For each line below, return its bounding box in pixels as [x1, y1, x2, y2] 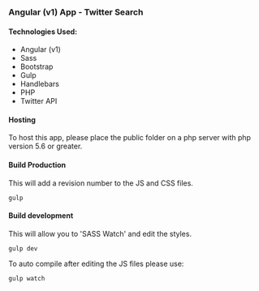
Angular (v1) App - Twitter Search [8, 6, 144, 18]
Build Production [8, 160, 67, 169]
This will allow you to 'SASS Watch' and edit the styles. [8, 229, 192, 238]
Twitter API [19, 96, 58, 106]
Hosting [8, 114, 37, 124]
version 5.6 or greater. [8, 141, 83, 152]
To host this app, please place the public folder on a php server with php [8, 133, 252, 143]
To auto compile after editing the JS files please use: [8, 259, 184, 268]
